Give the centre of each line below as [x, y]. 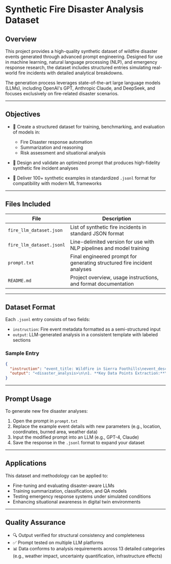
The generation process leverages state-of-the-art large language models [83, 83]
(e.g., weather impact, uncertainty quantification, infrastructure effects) [88, 556]
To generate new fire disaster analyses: [47, 411]
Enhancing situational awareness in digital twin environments [77, 502]
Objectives [23, 114]
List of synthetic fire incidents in [108, 227]
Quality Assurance [36, 522]
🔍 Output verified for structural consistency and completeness [79, 535]
